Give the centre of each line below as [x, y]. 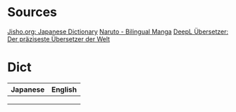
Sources [32, 12]
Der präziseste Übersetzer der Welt [59, 38]
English [64, 90]
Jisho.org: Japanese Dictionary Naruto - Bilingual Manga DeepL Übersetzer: [118, 31]
